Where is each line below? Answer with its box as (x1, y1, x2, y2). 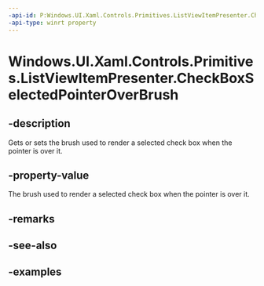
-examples (8, 266, 62, 279)
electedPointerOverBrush (8, 85, 179, 103)
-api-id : (8, 11, 37, 20)
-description (8, 117, 71, 130)
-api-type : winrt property (8, 19, 97, 27)
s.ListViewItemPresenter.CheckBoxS (8, 69, 255, 87)
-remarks (8, 212, 55, 226)
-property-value (8, 168, 90, 182)
